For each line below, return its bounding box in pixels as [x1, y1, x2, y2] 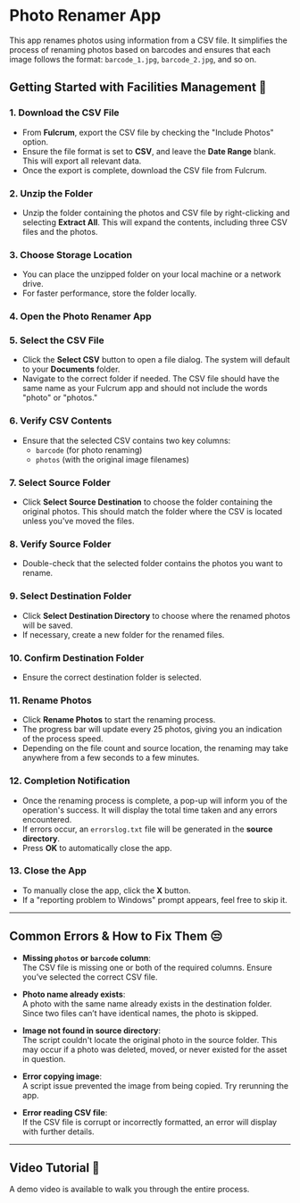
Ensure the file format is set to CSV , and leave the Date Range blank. [21, 146, 277, 156]
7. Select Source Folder [9, 476, 112, 489]
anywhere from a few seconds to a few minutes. [21, 752, 200, 764]
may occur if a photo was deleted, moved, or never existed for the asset [21, 1044, 287, 1055]
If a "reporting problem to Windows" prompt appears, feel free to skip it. [21, 894, 287, 905]
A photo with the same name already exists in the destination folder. [21, 998, 272, 1009]
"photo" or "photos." [21, 392, 98, 403]
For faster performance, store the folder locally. [21, 288, 197, 299]
